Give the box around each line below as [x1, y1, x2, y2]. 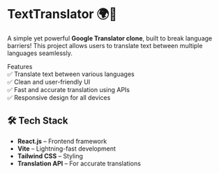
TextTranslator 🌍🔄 [7, 6, 117, 22]
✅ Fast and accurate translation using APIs [7, 85, 130, 93]
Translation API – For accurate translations [17, 159, 142, 167]
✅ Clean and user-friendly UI [7, 77, 91, 86]
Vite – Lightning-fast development [17, 144, 116, 153]
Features [7, 62, 33, 70]
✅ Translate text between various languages [7, 70, 135, 78]
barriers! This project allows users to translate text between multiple [7, 41, 203, 50]
